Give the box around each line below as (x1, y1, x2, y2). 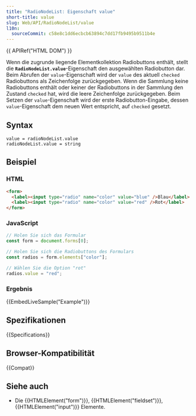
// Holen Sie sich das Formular (6, 232, 86, 238)
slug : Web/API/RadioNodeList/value (6, 20, 94, 26)
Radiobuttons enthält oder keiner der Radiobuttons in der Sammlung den (6, 84, 184, 91)
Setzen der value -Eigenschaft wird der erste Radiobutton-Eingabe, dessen (6, 96, 189, 104)
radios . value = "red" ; (6, 270, 62, 276)
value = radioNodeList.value (6, 135, 78, 141)
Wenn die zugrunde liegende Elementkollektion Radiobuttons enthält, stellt (6, 59, 188, 66)
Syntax (6, 120, 33, 130)
